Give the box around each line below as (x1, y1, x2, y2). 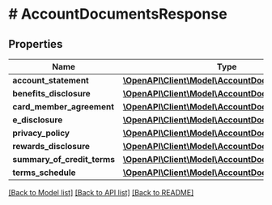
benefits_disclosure (12, 88, 91, 99)
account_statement (12, 75, 89, 86)
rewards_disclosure (12, 141, 91, 152)
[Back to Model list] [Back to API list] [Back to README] (8, 188, 194, 197)
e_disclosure (12, 114, 63, 126)
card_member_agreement (12, 101, 115, 112)
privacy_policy (12, 127, 70, 139)
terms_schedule (12, 167, 76, 178)
